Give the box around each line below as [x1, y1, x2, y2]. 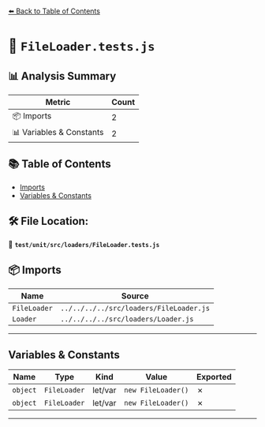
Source [121, 290, 149, 302]
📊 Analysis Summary [8, 69, 117, 83]
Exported [196, 372, 233, 383]
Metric [45, 97, 71, 107]
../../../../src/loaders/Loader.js [60, 315, 194, 324]
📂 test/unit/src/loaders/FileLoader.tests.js [8, 239, 160, 249]
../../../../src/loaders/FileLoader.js [60, 304, 211, 313]
